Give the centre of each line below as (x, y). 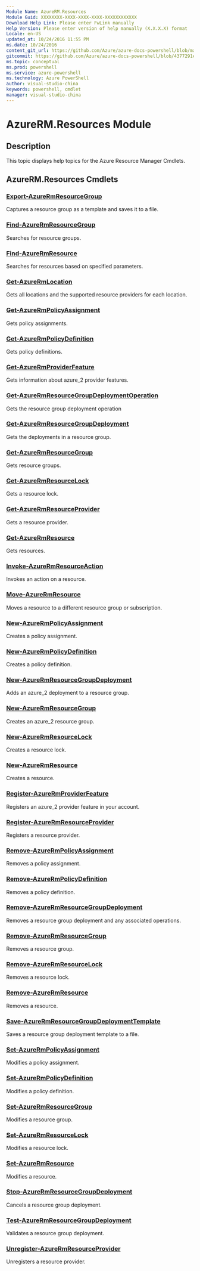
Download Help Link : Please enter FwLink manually (70, 23)
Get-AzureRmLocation (39, 282)
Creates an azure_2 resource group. (50, 721)
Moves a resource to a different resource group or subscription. (84, 607)
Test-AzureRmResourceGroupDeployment (69, 1220)
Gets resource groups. (34, 465)
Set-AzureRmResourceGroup (49, 1106)
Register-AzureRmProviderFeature (57, 794)
